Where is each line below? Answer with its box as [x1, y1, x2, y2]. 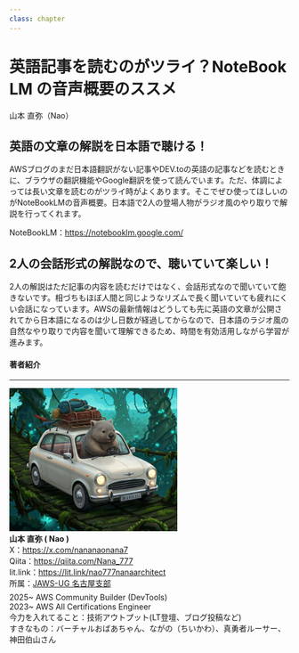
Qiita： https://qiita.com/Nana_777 [9, 555, 133, 566]
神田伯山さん [9, 633, 56, 645]
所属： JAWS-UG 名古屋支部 [9, 577, 111, 588]
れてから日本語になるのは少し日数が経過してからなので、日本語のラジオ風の [9, 314, 289, 325]
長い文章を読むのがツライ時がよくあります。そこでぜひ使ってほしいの [32, 186, 288, 197]
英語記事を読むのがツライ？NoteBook [9, 56, 287, 77]
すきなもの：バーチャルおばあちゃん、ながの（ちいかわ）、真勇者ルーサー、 [9, 623, 287, 633]
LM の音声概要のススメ [9, 78, 177, 99]
